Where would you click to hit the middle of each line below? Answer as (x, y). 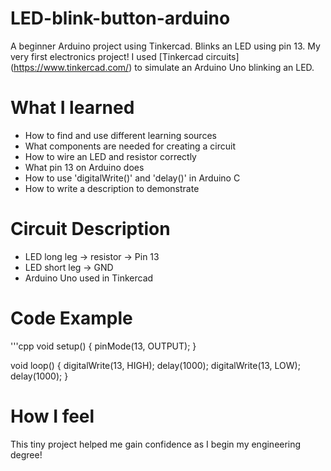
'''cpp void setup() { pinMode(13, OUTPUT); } (103, 346)
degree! (26, 454)
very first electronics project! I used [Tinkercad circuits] (125, 56)
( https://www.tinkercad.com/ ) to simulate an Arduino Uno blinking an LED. (162, 67)
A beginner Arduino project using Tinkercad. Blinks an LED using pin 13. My (165, 46)
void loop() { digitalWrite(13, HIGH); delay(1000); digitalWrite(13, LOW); (155, 365)
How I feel (52, 416)
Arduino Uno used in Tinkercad (89, 278)
